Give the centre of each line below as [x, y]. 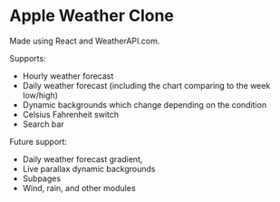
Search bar [43, 124]
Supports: [28, 58]
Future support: [39, 141]
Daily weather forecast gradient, [82, 159]
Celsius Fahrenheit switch [71, 114]
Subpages [42, 178]
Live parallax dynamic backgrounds [89, 168]
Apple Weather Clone [92, 16]
